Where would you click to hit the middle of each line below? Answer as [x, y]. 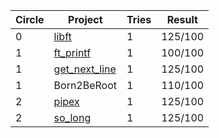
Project [85, 19]
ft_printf [72, 52]
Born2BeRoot [85, 85]
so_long [72, 117]
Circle [30, 19]
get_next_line [85, 69]
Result [182, 19]
